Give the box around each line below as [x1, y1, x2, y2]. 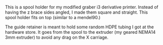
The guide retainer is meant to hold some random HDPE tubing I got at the [5, 24, 154, 30]
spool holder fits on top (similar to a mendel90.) [5, 15, 101, 20]
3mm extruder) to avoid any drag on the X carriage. [5, 34, 109, 40]
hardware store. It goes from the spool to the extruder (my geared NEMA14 [5, 29, 156, 35]
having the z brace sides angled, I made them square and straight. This [5, 9, 148, 15]
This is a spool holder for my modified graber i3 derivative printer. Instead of [5, 4, 159, 10]
